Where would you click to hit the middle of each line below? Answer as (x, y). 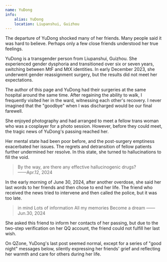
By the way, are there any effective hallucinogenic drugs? (77, 167)
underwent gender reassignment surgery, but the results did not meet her (81, 75)
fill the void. (17, 157)
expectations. (19, 80)
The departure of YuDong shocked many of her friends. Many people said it (83, 38)
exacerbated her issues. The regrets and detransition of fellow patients (78, 147)
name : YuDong (19, 10)
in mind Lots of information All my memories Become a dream (81, 208)
